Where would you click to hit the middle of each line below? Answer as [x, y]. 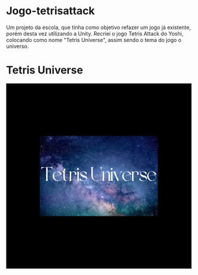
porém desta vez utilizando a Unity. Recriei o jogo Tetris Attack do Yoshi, [95, 33]
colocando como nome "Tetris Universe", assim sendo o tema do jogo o [94, 40]
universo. [17, 46]
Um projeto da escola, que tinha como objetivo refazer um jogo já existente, [99, 27]
